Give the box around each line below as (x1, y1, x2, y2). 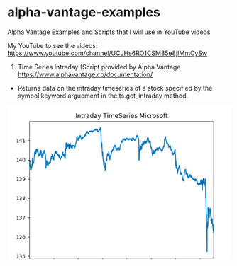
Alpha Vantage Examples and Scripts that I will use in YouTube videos (7, 28, 211, 36)
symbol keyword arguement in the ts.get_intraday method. (17, 91, 189, 100)
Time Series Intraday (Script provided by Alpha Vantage (17, 62, 181, 71)
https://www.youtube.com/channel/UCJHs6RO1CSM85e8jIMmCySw (7, 49, 208, 57)
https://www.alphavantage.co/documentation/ (17, 70, 153, 79)
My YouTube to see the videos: (7, 41, 98, 50)
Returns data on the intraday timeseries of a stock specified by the (17, 83, 213, 92)
